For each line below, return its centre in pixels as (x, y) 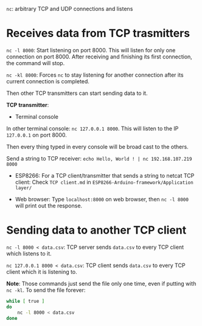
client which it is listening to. (42, 272)
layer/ (23, 188)
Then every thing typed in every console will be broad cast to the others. (97, 147)
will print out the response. (49, 206)
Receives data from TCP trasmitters (98, 33)
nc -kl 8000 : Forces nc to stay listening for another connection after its (95, 75)
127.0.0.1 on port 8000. (37, 135)
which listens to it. (29, 253)
